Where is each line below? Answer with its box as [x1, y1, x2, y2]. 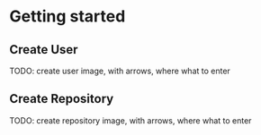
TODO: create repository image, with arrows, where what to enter [9, 114, 252, 126]
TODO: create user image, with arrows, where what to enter [9, 65, 231, 76]
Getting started [9, 6, 126, 27]
